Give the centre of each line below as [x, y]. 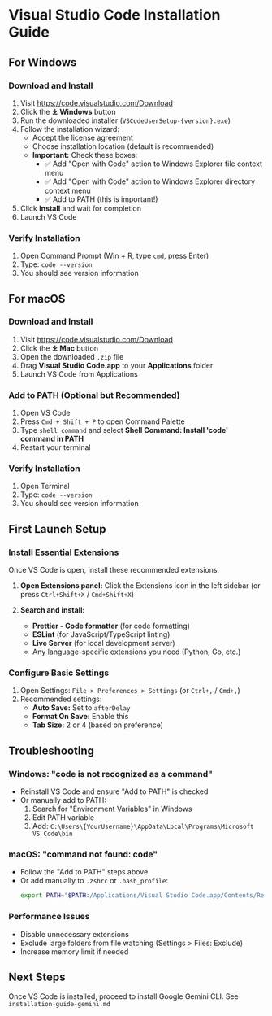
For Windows [43, 62]
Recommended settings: [61, 699]
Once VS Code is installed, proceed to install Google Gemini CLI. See [123, 996]
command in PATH [52, 439]
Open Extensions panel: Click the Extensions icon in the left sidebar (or [140, 586]
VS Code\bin [52, 834]
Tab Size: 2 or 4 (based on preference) [98, 725]
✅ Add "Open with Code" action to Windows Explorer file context [153, 164]
